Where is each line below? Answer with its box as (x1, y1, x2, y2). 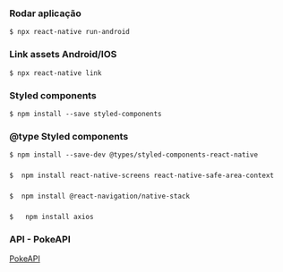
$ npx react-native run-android (9, 28, 130, 37)
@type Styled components (9, 130, 129, 142)
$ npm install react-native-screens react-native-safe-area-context (9, 171, 275, 181)
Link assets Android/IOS (9, 48, 117, 61)
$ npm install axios (9, 212, 94, 221)
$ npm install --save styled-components (9, 109, 163, 118)
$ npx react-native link (9, 68, 102, 78)
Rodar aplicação (9, 7, 82, 20)
